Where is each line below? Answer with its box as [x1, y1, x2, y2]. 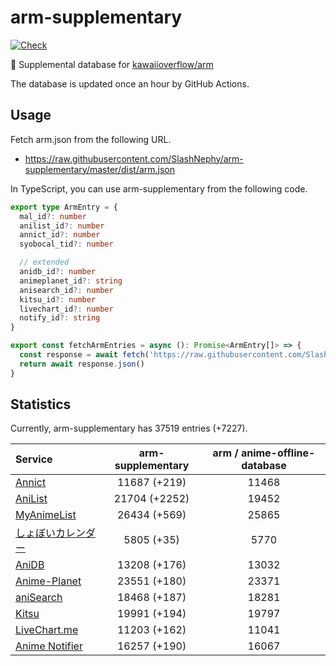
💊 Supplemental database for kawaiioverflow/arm [10, 58, 214, 70]
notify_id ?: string [19, 313, 101, 323]
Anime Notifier [15, 639, 83, 653]
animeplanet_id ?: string [19, 276, 123, 286]
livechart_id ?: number [19, 304, 114, 314]
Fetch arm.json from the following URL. [10, 133, 172, 145]
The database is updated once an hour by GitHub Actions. [10, 77, 250, 90]
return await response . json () [19, 359, 145, 369]
